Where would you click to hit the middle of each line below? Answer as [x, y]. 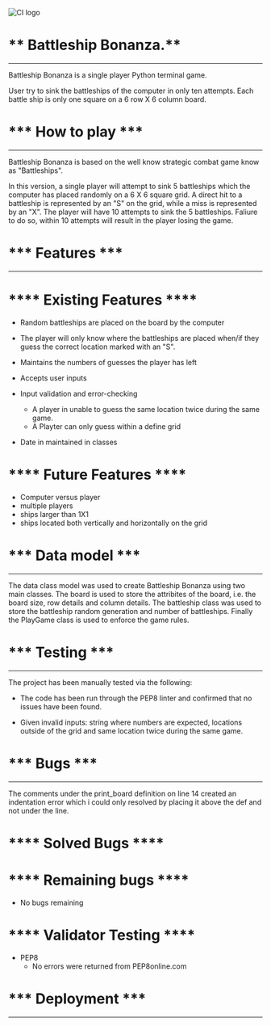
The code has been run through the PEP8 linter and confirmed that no [136, 698]
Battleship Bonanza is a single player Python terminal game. [108, 75]
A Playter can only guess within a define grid [106, 426]
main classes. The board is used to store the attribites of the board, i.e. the [132, 594]
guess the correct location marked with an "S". [98, 347]
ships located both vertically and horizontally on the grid [114, 523]
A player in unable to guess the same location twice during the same [146, 409]
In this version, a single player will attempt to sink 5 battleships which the [129, 186]
